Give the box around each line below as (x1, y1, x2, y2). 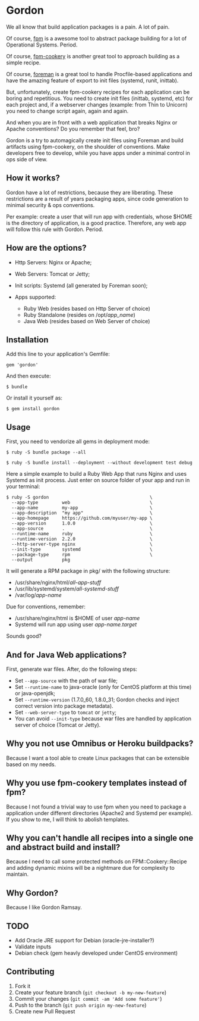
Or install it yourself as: (6, 394, 62, 402)
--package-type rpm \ (11, 552, 153, 558)
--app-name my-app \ (11, 505, 153, 511)
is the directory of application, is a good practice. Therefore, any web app (6, 219, 187, 226)
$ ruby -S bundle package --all (6, 449, 86, 455)
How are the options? (6, 243, 87, 253)
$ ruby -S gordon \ (6, 495, 153, 501)
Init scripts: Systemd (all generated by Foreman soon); (14, 282, 148, 289)
